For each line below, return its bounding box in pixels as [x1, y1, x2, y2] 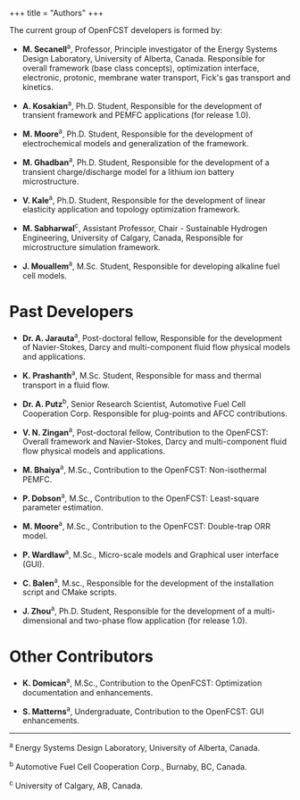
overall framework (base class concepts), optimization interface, [21, 62, 260, 73]
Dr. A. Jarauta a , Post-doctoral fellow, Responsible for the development [21, 330, 283, 343]
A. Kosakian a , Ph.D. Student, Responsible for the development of [21, 98, 262, 111]
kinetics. [21, 81, 54, 92]
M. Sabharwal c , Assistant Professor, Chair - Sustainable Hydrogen [21, 221, 268, 233]
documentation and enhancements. [21, 687, 154, 697]
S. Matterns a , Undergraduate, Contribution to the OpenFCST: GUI [21, 704, 264, 717]
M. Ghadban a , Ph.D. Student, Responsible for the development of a [21, 155, 270, 168]
